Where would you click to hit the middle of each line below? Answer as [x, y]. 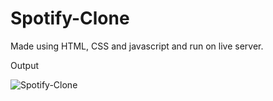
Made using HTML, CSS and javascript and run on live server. [137, 46]
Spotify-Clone [70, 18]
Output [24, 65]
